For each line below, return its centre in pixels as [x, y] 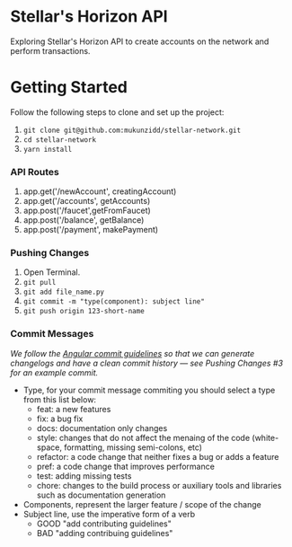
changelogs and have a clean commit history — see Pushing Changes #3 [147, 363]
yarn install [48, 149]
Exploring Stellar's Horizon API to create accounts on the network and [140, 41]
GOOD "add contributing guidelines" [104, 524]
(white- [265, 437]
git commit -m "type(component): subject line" [114, 302]
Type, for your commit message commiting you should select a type [149, 390]
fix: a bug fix [60, 419]
